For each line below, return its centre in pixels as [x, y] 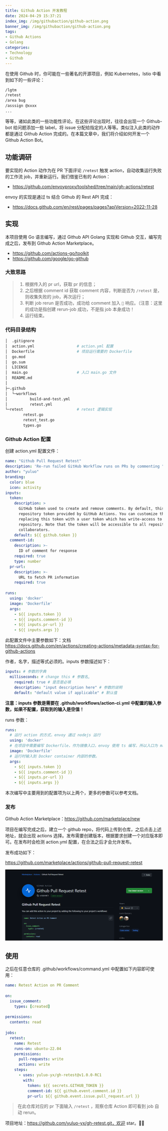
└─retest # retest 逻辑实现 [59, 410]
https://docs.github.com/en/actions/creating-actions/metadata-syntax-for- [82, 646]
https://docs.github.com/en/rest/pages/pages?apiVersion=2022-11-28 [85, 207]
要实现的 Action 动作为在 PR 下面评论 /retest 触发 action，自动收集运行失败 [83, 170]
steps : [21, 1070]
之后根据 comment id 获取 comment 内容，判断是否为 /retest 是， [93, 290]
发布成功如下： [20, 853]
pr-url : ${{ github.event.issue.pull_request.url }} [83, 1096]
